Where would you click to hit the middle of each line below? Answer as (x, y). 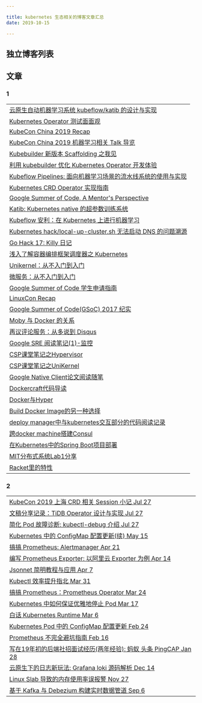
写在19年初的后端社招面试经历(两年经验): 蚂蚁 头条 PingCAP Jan (100, 649)
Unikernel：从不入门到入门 (47, 265)
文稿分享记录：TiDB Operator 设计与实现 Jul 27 (76, 513)
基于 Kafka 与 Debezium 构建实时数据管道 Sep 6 (77, 690)
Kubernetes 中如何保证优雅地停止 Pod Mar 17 (74, 603)
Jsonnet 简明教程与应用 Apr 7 (51, 570)
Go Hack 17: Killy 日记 (41, 243)
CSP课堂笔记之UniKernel (44, 366)
